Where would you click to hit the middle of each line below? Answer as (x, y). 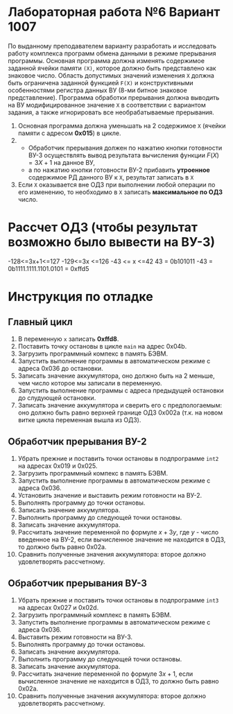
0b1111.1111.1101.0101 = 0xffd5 (49, 268)
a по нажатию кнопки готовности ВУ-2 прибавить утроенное (119, 170)
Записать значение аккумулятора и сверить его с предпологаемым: (120, 405)
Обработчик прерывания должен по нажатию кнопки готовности (125, 148)
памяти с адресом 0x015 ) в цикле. (69, 133)
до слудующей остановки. (57, 398)
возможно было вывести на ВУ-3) (112, 242)
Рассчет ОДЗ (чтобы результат (103, 228)
